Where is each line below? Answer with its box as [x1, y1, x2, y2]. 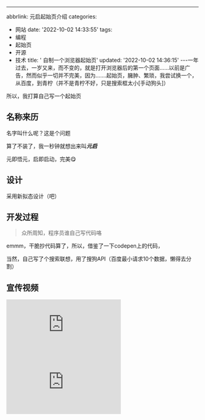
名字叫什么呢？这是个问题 [6, 129, 71, 136]
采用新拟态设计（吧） [6, 192, 60, 199]
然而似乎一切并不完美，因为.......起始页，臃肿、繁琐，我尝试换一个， [26, 72, 198, 79]
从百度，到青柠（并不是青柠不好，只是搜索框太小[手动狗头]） [15, 79, 170, 86]
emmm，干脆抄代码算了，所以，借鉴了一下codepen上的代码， [6, 242, 164, 249]
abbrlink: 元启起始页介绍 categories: [6, 13, 98, 20]
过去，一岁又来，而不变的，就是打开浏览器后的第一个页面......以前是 [15, 64, 185, 71]
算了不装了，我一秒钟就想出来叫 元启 [6, 142, 98, 150]
